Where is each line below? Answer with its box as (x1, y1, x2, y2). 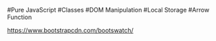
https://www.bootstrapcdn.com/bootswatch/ (7, 27, 134, 34)
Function (7, 13, 32, 21)
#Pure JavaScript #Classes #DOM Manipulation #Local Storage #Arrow (7, 6, 210, 14)
